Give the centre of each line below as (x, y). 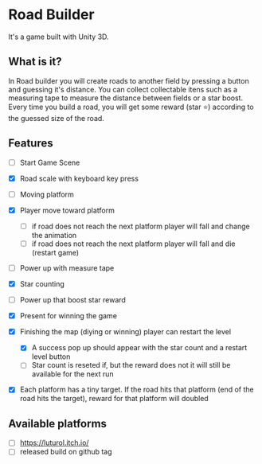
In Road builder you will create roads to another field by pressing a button (129, 80)
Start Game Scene (50, 162)
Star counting (42, 284)
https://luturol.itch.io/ (54, 443)
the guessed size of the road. (57, 118)
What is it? (35, 62)
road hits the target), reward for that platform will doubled (114, 399)
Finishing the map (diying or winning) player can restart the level (125, 332)
